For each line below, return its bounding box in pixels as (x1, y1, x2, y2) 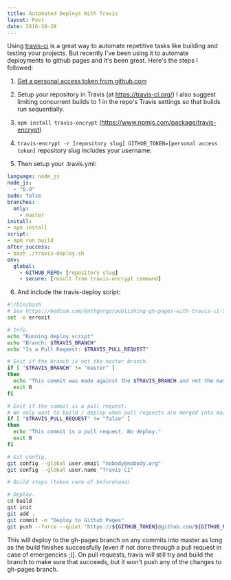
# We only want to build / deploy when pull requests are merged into (7, 409, 214, 416)
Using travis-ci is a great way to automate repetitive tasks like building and (7, 42, 218, 50)
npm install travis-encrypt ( (16, 118, 102, 127)
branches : (7, 198, 36, 205)
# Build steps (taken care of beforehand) (7, 479, 131, 486)
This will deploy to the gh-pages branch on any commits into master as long (7, 535, 223, 544)
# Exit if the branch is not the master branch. (7, 358, 149, 365)
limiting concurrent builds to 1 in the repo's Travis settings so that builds (16, 98, 221, 106)
